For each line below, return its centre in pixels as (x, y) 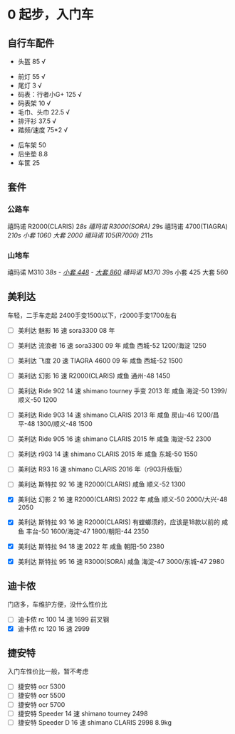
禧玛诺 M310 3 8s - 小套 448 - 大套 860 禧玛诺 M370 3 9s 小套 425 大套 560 (118, 272)
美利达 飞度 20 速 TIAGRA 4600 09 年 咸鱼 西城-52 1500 (100, 361)
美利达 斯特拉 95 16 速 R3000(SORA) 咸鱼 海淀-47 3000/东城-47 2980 (121, 561)
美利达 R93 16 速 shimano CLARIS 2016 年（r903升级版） (102, 469)
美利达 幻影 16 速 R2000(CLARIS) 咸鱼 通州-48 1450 (94, 376)
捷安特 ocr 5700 (41, 704)
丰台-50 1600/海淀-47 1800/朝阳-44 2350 (88, 531)
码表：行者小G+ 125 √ (49, 94)
